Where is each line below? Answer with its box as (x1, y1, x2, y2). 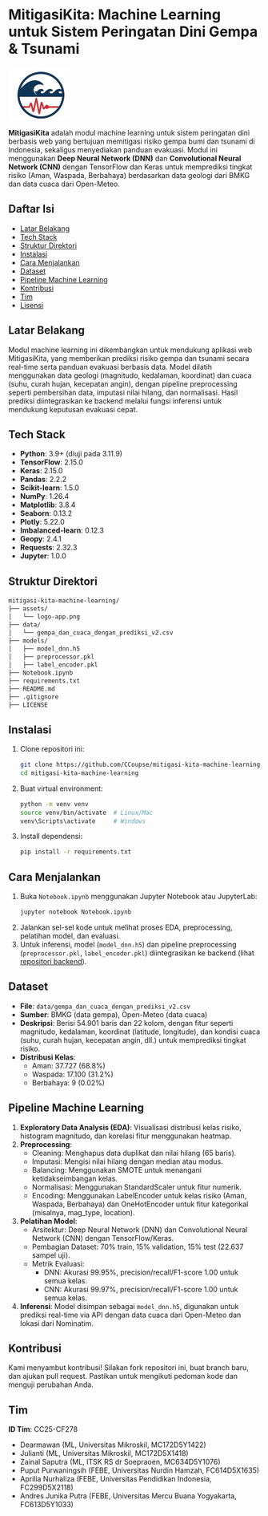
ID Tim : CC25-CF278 (8, 1425, 78, 1434)
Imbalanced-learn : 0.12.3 (19, 525, 104, 535)
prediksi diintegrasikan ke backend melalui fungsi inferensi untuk (8, 395, 222, 406)
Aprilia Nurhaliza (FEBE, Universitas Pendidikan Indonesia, (19, 1474, 212, 1484)
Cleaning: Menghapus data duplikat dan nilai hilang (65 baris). (31, 1148, 237, 1157)
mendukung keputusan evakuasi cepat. (8, 404, 138, 414)
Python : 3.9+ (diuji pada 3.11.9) (19, 449, 122, 459)
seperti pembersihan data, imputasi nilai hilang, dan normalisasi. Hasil (8, 387, 238, 397)
